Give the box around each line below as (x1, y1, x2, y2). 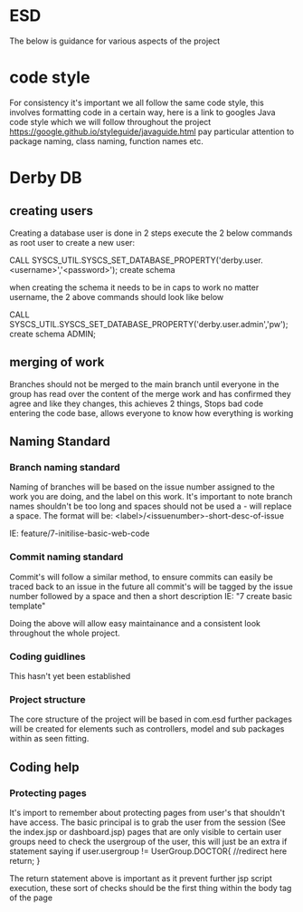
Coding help (9, 759, 80, 775)
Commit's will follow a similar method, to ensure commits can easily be (9, 571, 273, 582)
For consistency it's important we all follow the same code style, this (9, 97, 264, 108)
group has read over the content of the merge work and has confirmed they (9, 388, 291, 399)
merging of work (9, 354, 105, 370)
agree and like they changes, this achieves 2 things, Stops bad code (9, 398, 264, 409)
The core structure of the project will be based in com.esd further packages (9, 713, 292, 725)
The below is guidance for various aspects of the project (9, 35, 221, 46)
